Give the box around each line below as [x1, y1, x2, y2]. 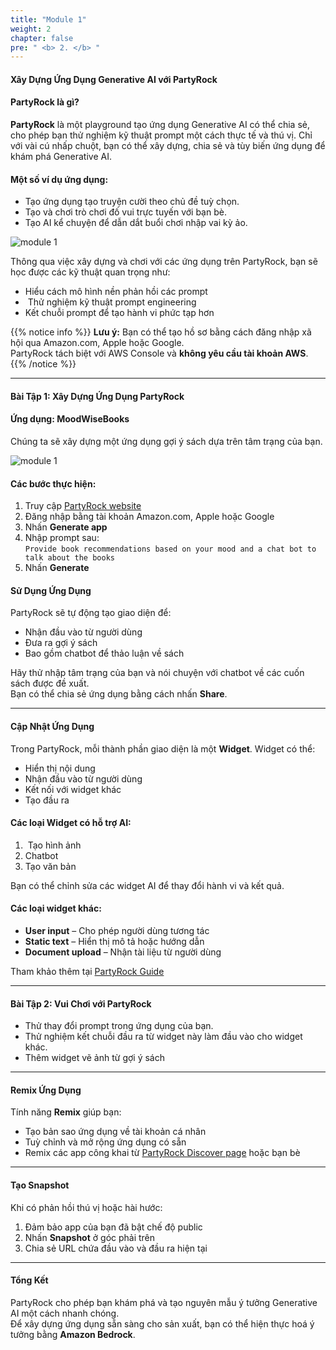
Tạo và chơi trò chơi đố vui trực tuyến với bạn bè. [24, 206, 227, 218]
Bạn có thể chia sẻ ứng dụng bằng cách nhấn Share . [10, 688, 228, 700]
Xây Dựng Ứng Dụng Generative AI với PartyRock [10, 73, 218, 85]
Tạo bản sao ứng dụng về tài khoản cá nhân [24, 1126, 207, 1138]
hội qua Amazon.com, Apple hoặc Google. [10, 337, 185, 349]
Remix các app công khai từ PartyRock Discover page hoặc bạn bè [24, 1147, 301, 1159]
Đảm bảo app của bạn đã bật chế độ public [24, 1221, 203, 1233]
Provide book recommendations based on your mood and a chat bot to [24, 544, 317, 555]
